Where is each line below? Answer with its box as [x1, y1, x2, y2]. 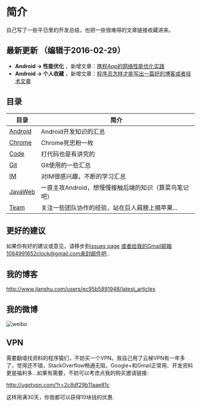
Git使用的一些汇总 [41, 161, 92, 169]
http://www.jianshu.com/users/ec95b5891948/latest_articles [6, 285, 156, 293]
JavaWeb [9, 187, 36, 196]
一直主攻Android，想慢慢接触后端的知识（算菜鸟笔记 [41, 183, 190, 192]
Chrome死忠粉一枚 [41, 139, 94, 147]
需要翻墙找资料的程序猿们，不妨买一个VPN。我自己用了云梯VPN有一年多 [6, 354, 185, 361]
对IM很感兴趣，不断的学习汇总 [41, 172, 126, 180]
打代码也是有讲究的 [41, 150, 96, 158]
